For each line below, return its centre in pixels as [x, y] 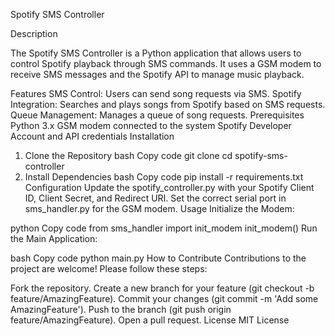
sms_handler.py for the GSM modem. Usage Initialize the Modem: [159, 208]
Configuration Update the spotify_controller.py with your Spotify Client [169, 187]
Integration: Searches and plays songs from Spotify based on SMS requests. [168, 104]
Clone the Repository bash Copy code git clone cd [128, 155]
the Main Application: [54, 238]
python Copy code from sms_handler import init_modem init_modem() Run [164, 228]
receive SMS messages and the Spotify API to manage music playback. [157, 74]
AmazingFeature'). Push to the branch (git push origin [121, 309]
